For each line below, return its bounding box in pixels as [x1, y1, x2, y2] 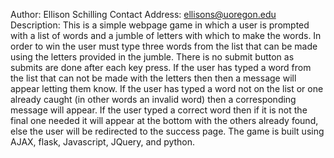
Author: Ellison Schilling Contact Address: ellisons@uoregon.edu [10, 9, 277, 20]
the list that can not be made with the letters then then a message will [10, 72, 297, 84]
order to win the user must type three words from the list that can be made [10, 40, 318, 52]
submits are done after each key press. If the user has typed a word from [10, 62, 312, 73]
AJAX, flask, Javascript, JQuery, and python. [10, 136, 196, 148]
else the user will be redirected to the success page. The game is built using [10, 125, 325, 137]
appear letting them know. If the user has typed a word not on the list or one [10, 83, 324, 94]
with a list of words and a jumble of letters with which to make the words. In [10, 30, 322, 41]
